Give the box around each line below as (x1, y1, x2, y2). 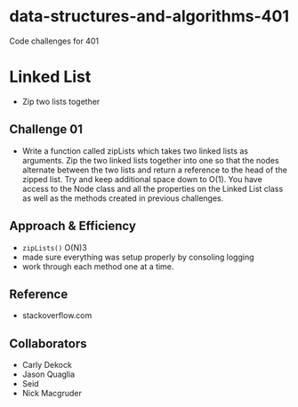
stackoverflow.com (21, 310, 93, 321)
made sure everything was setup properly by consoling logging (21, 251, 255, 262)
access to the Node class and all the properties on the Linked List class (21, 183, 284, 194)
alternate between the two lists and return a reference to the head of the (21, 164, 287, 175)
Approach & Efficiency (9, 219, 136, 234)
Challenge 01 (9, 122, 83, 137)
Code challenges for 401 (9, 36, 100, 46)
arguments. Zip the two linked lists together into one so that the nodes (21, 155, 279, 165)
